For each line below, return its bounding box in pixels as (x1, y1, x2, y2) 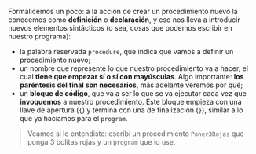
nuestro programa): (8, 31, 71, 41)
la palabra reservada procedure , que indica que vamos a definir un (19, 47, 234, 56)
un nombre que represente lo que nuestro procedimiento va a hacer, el (19, 64, 249, 73)
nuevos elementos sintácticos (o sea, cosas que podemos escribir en (8, 24, 232, 32)
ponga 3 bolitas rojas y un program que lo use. (27, 137, 176, 146)
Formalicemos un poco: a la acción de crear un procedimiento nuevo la (8, 7, 238, 16)
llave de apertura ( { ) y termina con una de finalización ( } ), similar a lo (19, 105, 243, 115)
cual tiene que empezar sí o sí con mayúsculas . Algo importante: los (19, 72, 244, 81)
